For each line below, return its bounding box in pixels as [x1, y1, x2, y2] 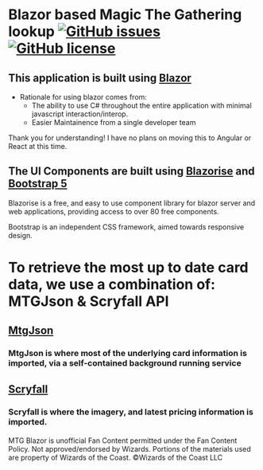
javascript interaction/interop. [31, 109, 129, 119]
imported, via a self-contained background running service [8, 358, 242, 369]
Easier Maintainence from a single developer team [31, 118, 196, 127]
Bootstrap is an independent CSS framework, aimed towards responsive [8, 221, 245, 232]
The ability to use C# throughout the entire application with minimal [31, 101, 252, 110]
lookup [8, 22, 56, 41]
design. [8, 230, 33, 240]
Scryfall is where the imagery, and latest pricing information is [8, 406, 254, 417]
